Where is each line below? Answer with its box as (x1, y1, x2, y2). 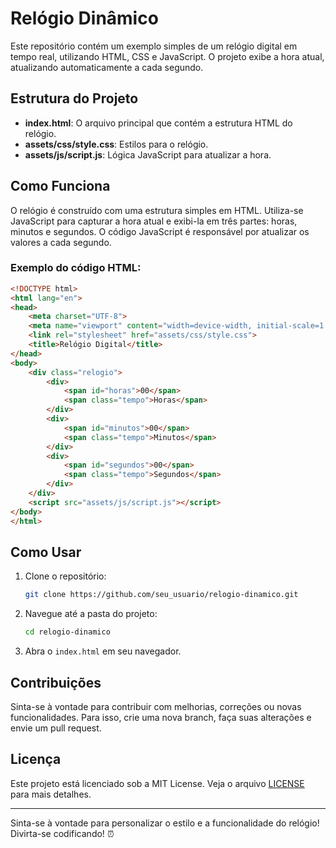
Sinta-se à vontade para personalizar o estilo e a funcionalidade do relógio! (10, 817, 320, 829)
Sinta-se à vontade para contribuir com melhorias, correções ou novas (10, 700, 302, 712)
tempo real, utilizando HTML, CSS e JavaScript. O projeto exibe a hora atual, (10, 50, 325, 62)
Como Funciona (10, 178, 111, 195)
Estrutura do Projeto (10, 90, 139, 107)
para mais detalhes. (10, 788, 92, 800)
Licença (10, 751, 62, 768)
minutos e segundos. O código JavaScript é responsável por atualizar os (10, 225, 310, 237)
